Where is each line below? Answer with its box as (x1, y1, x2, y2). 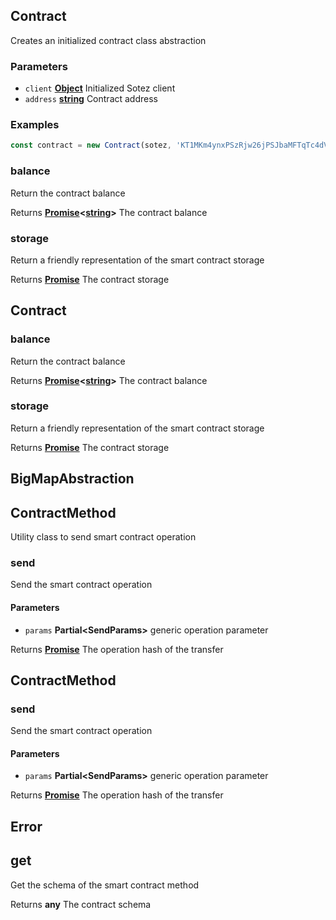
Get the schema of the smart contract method (10, 879, 200, 891)
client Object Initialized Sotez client (24, 82, 176, 94)
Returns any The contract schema (10, 898, 152, 910)
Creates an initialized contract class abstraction (10, 34, 207, 46)
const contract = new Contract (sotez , (10, 140, 172, 151)
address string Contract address (24, 93, 158, 105)
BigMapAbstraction (10, 470, 135, 488)
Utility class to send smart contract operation (10, 531, 197, 543)
